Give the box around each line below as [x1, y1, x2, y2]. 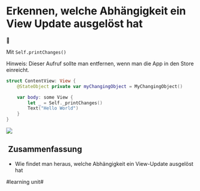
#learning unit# [6, 178, 44, 185]
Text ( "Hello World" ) [27, 105, 79, 111]
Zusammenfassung [8, 144, 82, 154]
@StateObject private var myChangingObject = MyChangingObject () [17, 83, 183, 89]
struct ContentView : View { [6, 78, 76, 84]
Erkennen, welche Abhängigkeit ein [6, 4, 186, 18]
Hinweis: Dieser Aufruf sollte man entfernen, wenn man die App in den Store [6, 60, 194, 67]
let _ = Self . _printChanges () [27, 100, 103, 106]
